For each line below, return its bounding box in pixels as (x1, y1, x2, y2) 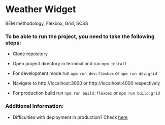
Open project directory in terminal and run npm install (12, 61, 127, 67)
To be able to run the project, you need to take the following (5, 33, 155, 40)
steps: (5, 39, 21, 46)
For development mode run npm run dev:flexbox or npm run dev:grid (12, 70, 157, 76)
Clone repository (12, 51, 48, 57)
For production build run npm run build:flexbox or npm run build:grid (12, 90, 160, 96)
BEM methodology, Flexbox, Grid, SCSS (5, 20, 88, 26)
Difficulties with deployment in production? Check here (12, 114, 128, 120)
